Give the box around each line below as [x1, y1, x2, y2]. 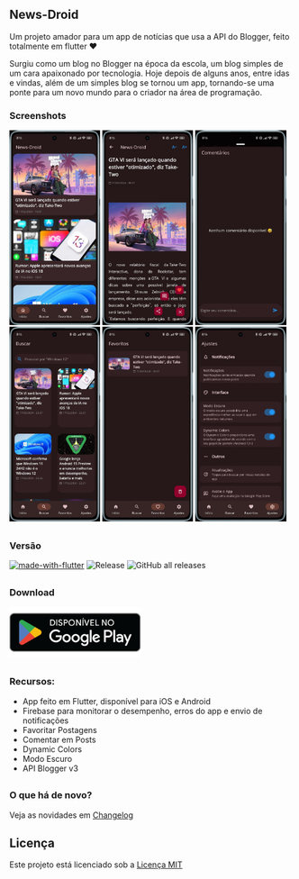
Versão [9, 539, 42, 552]
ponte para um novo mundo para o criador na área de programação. [9, 86, 263, 97]
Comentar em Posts [22, 734, 96, 745]
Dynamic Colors [22, 743, 83, 755]
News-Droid [9, 7, 79, 23]
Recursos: [9, 675, 56, 688]
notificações [22, 715, 69, 726]
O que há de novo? [9, 789, 93, 802]
